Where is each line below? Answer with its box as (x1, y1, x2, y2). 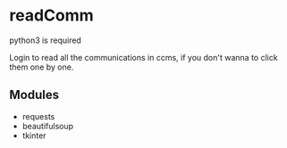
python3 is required (9, 35, 82, 45)
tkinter (21, 130, 46, 141)
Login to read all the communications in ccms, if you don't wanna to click (9, 52, 279, 62)
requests (21, 111, 55, 121)
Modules (9, 87, 60, 103)
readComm (9, 5, 94, 26)
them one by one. (9, 62, 74, 72)
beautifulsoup (21, 120, 74, 131)
